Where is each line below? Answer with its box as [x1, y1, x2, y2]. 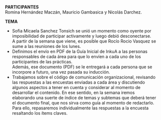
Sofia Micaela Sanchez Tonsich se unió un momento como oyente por [12, 28, 151, 33]
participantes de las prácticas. [12, 59, 73, 64]
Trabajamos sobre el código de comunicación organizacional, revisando [12, 75, 156, 80]
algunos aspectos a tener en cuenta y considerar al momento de [12, 85, 141, 90]
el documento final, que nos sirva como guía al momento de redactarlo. [12, 100, 155, 105]
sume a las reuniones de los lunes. [12, 44, 81, 49]
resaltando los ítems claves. [12, 110, 68, 116]
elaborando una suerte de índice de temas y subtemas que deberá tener [12, 95, 156, 101]
